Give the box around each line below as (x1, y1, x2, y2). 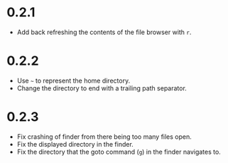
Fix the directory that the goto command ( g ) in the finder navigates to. (16, 147, 221, 156)
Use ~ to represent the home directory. (16, 76, 131, 85)
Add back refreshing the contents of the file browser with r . (16, 28, 192, 36)
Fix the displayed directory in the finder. (16, 140, 134, 148)
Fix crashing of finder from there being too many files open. (16, 132, 192, 141)
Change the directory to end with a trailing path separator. (16, 83, 188, 93)
